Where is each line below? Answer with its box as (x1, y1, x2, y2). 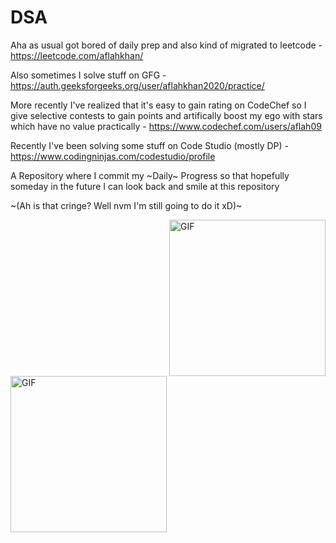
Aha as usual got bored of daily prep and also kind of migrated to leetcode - (10, 39, 323, 51)
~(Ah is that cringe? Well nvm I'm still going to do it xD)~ (10, 199, 243, 211)
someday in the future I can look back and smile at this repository (10, 180, 280, 192)
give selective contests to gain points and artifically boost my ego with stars (10, 109, 323, 121)
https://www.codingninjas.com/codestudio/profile (10, 150, 216, 162)
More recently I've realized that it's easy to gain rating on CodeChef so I (10, 99, 307, 111)
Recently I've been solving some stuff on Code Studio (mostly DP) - (10, 139, 290, 151)
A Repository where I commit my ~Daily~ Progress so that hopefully (10, 169, 290, 181)
